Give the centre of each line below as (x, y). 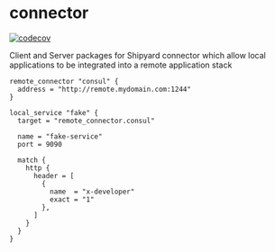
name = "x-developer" (92, 192)
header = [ (54, 175)
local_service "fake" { (54, 112)
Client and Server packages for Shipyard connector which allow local (137, 55)
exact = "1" (72, 199)
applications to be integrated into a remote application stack (121, 65)
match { (32, 160)
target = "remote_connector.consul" (86, 121)
